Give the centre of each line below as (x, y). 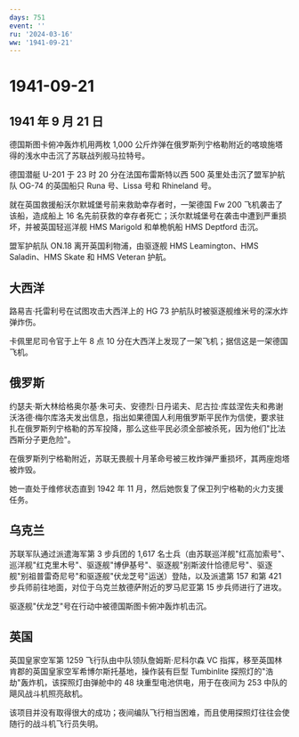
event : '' (28, 26)
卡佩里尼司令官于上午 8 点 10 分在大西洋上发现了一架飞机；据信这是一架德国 (149, 341)
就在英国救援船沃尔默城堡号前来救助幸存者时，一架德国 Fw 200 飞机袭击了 (146, 205)
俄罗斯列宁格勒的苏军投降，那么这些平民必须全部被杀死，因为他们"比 (151, 428)
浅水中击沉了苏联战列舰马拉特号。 (87, 156)
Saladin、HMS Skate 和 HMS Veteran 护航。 (90, 257)
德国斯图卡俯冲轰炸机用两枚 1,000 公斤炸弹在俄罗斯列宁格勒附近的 (130, 144)
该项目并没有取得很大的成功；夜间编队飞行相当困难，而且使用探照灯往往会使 (149, 712)
